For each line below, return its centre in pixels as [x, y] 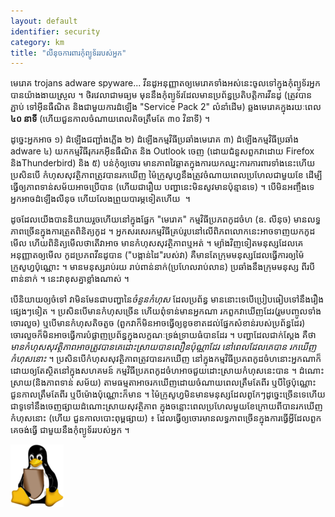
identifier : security [55, 31]
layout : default [44, 21]
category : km [37, 42]
